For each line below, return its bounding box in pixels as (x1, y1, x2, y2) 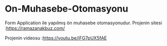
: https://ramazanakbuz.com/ (5, 25, 65, 31)
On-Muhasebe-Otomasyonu (5, 3, 128, 15)
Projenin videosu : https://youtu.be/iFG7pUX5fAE (5, 35, 107, 41)
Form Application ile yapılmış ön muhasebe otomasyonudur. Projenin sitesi (5, 20, 162, 26)
